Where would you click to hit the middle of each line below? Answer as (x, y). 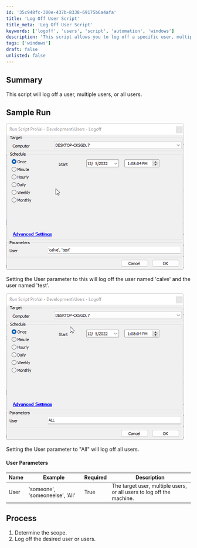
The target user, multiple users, (150, 486)
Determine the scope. (41, 532)
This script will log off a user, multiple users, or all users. (74, 94)
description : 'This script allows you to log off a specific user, (90, 37)
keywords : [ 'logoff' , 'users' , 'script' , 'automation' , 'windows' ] (90, 31)
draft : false (22, 50)
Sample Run (28, 112)
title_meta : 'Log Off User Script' (50, 25)
